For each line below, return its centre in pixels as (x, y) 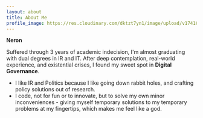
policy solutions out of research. (55, 90)
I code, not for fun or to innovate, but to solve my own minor (90, 96)
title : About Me (27, 18)
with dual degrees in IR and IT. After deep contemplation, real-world (91, 59)
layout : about (24, 12)
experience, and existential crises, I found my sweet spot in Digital (89, 65)
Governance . (23, 71)
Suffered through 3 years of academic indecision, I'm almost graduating (96, 52)
